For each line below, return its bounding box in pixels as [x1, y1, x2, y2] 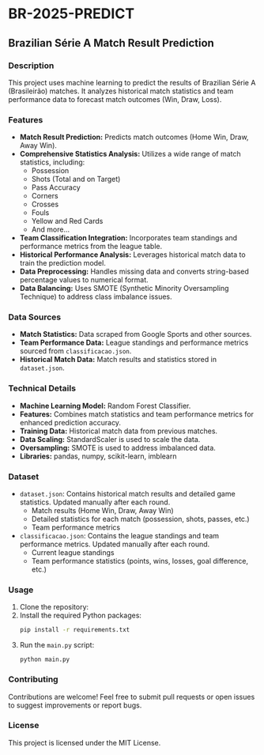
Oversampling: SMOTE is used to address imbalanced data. [19, 443, 216, 452]
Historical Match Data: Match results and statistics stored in [19, 355, 217, 364]
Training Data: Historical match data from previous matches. [19, 426, 218, 436]
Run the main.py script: [19, 640, 95, 650]
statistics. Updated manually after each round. [19, 497, 171, 507]
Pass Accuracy [31, 183, 81, 192]
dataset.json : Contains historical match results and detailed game [19, 489, 236, 499]
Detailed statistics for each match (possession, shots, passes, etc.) [31, 515, 251, 524]
